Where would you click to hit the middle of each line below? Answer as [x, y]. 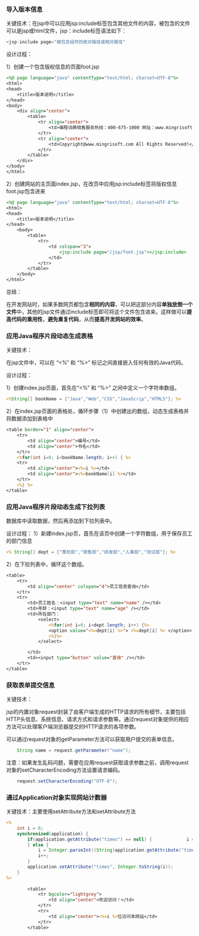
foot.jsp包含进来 [26, 191]
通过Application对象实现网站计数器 [57, 797]
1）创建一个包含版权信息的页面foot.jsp [53, 67]
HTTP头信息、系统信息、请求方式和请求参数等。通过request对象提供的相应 [98, 719]
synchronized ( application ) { [53, 834]
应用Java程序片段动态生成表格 [50, 336]
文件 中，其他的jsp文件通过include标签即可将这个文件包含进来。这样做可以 [97, 312]
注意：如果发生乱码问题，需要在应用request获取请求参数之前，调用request [97, 762]
